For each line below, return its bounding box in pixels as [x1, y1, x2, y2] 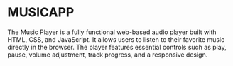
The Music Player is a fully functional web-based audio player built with [7, 28, 217, 36]
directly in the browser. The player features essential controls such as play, [7, 43, 227, 51]
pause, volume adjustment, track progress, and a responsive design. [7, 50, 208, 59]
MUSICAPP [7, 4, 75, 21]
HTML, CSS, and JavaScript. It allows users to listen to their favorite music [7, 35, 225, 43]
